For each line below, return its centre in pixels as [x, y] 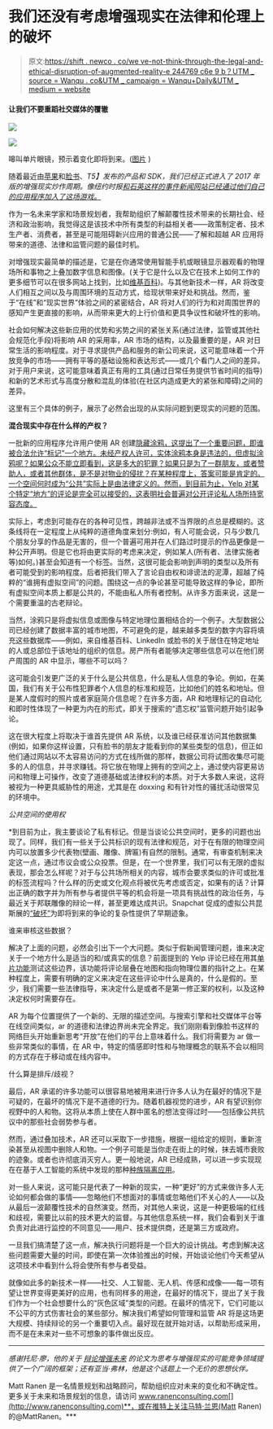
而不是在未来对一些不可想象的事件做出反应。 [83, 1334]
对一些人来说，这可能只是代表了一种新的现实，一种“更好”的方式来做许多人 [133, 1187]
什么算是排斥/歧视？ [42, 1074]
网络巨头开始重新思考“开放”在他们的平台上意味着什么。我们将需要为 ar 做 [131, 1037]
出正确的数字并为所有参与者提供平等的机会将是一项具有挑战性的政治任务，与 [136, 893]
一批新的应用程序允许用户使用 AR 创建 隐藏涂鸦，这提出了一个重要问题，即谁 [136, 443]
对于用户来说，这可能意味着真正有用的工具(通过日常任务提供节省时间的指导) [136, 370]
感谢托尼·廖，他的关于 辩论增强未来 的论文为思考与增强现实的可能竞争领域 [132, 1359]
